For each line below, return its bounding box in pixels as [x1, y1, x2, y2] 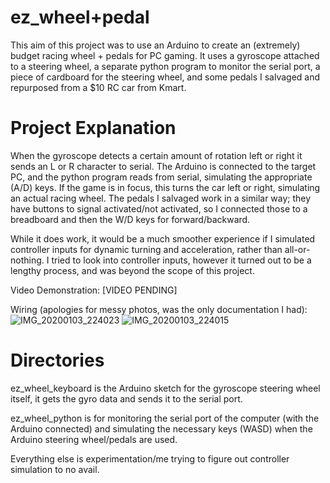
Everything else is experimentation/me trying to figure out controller [10, 452, 290, 465]
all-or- [284, 243, 311, 255]
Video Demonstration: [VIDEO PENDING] [10, 284, 178, 296]
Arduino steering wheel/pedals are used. [10, 433, 178, 445]
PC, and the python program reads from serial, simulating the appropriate [10, 171, 313, 183]
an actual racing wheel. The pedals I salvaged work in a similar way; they [10, 192, 312, 204]
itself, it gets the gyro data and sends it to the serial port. [10, 392, 243, 405]
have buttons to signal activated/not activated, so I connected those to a [10, 202, 308, 215]
